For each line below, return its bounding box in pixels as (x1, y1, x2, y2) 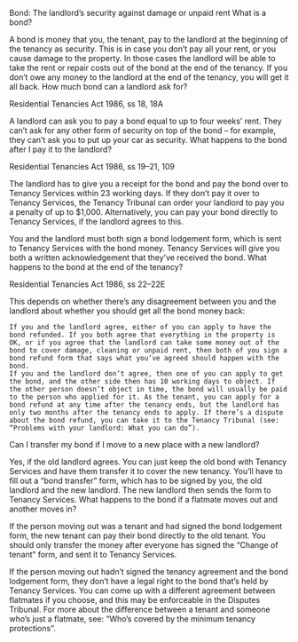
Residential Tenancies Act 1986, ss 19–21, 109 (9, 162, 176, 171)
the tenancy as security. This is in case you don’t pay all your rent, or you (9, 44, 277, 54)
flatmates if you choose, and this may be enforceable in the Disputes (9, 595, 261, 605)
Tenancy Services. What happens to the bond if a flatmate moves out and (9, 495, 278, 504)
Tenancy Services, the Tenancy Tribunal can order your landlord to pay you (9, 197, 285, 208)
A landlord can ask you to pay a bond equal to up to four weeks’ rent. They (9, 115, 282, 126)
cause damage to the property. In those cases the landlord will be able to (9, 53, 277, 63)
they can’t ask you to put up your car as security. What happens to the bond (9, 135, 287, 145)
